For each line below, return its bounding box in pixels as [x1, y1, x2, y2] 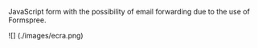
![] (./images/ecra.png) [8, 31, 84, 40]
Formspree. [8, 15, 47, 25]
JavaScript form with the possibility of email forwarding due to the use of [8, 7, 251, 16]
